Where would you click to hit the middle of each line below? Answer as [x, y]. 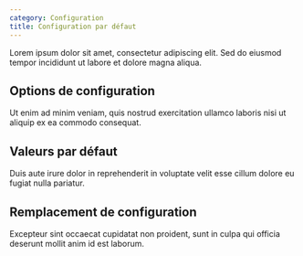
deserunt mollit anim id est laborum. [77, 243]
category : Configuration [57, 18]
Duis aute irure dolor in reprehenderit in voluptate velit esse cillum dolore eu [152, 174]
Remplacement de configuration [103, 212]
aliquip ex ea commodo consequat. [75, 123]
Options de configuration [82, 91]
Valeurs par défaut [63, 151]
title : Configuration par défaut [73, 27]
